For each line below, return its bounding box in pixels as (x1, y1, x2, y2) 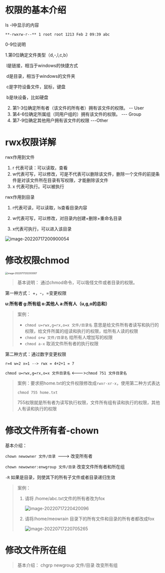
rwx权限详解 (5, 137, 56, 148)
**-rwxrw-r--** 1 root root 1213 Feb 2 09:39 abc (5, 32, 110, 37)
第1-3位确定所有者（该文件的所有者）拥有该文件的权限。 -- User (12, 105, 144, 111)
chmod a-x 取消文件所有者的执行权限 (24, 340, 98, 347)
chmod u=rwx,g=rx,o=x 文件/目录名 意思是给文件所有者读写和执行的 (24, 322, 159, 328)
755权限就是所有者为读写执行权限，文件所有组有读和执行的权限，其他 (17, 399, 161, 405)
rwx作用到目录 (5, 194, 35, 200)
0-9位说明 (5, 41, 26, 47)
